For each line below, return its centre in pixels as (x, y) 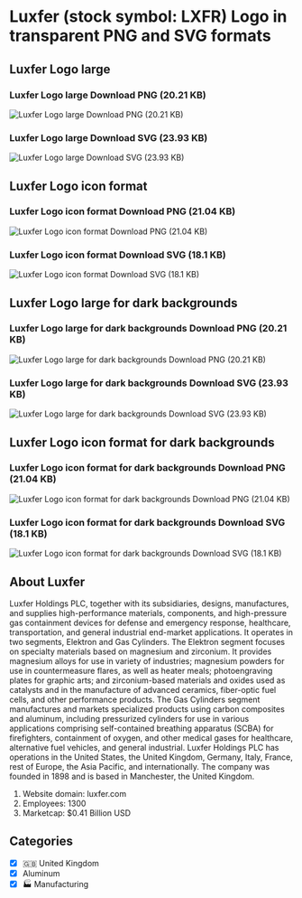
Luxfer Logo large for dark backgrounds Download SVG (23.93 (149, 383)
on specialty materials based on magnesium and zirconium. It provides (141, 651)
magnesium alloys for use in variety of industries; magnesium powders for (147, 660)
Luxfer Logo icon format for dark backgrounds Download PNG (147, 468)
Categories (41, 842)
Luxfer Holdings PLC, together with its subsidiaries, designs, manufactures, (149, 603)
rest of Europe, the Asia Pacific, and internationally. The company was (140, 766)
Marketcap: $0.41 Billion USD (77, 813)
